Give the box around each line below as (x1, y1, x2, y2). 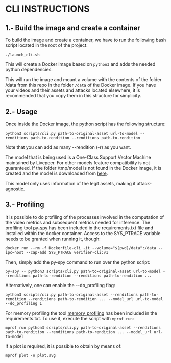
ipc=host (5, 250, 24, 255)
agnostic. (5, 186, 25, 192)
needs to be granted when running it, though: (5, 236, 101, 242)
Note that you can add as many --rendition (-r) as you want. (5, 144, 131, 150)
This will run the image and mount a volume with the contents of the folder (5, 76, 162, 82)
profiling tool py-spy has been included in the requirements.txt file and (5, 225, 153, 231)
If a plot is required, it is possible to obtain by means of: (5, 343, 122, 349)
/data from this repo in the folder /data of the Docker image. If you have (5, 82, 156, 88)
